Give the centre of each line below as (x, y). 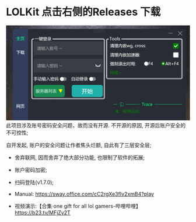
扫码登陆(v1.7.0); (34, 182)
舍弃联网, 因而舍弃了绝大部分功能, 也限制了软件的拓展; (79, 158)
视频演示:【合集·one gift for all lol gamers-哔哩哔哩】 (78, 206)
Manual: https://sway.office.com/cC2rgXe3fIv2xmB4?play (84, 194)
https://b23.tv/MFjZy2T (43, 213)
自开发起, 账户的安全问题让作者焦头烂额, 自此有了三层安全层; (79, 145)
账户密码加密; (31, 170)
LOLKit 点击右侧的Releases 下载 (83, 12)
